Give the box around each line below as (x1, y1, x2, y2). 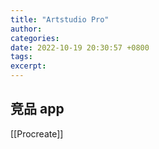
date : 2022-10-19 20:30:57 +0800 (10, 42, 150, 53)
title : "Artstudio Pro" (10, 14, 110, 25)
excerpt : (10, 61, 47, 71)
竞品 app (10, 101, 65, 118)
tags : (10, 52, 33, 62)
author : (10, 24, 43, 34)
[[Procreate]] (10, 127, 64, 140)
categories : (10, 33, 60, 43)
